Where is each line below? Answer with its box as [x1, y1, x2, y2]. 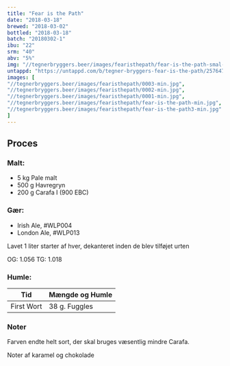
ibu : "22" [7, 42, 36, 49]
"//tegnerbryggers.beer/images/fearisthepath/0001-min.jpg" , [7, 93, 186, 100]
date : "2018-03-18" [7, 16, 63, 23]
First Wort [10, 301, 42, 311]
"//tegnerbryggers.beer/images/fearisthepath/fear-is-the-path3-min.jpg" [7, 106, 222, 113]
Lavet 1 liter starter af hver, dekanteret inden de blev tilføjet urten [7, 242, 190, 250]
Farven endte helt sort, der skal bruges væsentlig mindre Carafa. [7, 338, 190, 346]
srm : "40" [7, 49, 36, 56]
